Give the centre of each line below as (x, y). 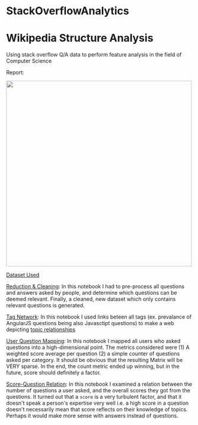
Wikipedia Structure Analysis (80, 38)
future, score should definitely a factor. (54, 373)
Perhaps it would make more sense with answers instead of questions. (92, 416)
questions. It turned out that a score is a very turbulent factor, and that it (94, 397)
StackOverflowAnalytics (68, 11)
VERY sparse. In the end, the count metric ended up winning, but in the (93, 366)
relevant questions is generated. (45, 306)
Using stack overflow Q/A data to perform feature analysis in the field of (94, 55)
